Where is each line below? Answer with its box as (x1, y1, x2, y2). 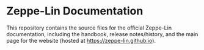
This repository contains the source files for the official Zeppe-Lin (6, 24, 172, 31)
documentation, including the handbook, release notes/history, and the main (6, 30, 199, 37)
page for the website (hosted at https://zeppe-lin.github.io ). (6, 37, 156, 44)
